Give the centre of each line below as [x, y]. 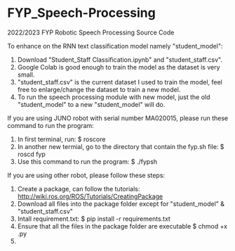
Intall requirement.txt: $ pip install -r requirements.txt [94, 219]
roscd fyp [31, 154]
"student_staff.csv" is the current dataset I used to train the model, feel [120, 82]
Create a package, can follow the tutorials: [79, 188]
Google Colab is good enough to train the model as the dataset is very [119, 67]
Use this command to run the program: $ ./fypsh [87, 161]
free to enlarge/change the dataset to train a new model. [99, 89]
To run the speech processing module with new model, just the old [114, 97]
